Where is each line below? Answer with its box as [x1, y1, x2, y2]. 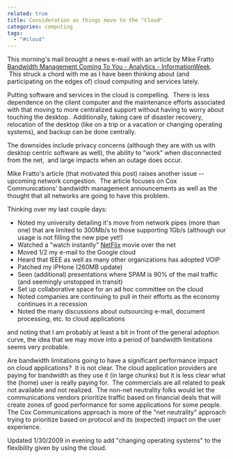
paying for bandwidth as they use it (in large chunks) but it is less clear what [7, 371, 226, 380]
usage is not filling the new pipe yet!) [17, 234, 124, 242]
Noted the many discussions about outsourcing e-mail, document [17, 307, 205, 316]
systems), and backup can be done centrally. [7, 128, 137, 136]
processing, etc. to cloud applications [17, 314, 125, 323]
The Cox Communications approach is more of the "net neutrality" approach [7, 408, 226, 417]
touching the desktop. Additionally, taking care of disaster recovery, [7, 113, 203, 122]
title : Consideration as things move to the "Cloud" [7, 17, 163, 24]
